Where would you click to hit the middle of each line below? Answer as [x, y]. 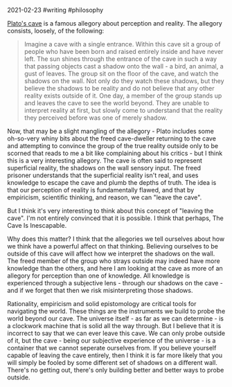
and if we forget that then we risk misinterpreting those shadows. [100, 290]
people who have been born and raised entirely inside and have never [124, 52]
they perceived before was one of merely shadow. [96, 118]
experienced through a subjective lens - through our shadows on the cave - [115, 283]
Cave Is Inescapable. [37, 225]
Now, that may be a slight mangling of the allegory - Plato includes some [111, 131]
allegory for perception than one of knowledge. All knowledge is [99, 276]
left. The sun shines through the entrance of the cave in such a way [120, 59]
